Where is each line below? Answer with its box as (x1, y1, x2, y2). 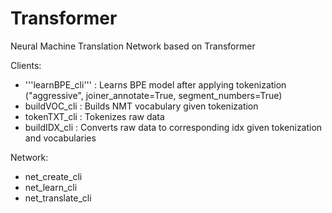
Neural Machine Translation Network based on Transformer (10, 40, 256, 52)
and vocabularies (24, 132, 97, 144)
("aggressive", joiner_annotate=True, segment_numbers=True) (24, 89, 283, 101)
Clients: (10, 59, 42, 71)
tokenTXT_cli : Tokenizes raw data (24, 110, 165, 122)
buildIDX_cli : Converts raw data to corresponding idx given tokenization (24, 121, 323, 133)
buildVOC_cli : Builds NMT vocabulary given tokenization (24, 100, 259, 112)
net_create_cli (24, 170, 83, 182)
